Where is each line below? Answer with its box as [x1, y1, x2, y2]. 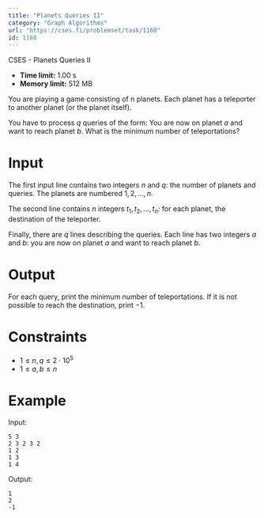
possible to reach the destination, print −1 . [8, 300, 145, 309]
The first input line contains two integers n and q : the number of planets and [8, 180, 256, 190]
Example [8, 391, 66, 410]
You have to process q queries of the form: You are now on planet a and [8, 118, 243, 127]
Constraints [8, 328, 88, 346]
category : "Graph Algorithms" [8, 19, 108, 27]
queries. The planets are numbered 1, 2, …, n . [8, 189, 153, 199]
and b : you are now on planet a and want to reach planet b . [8, 238, 201, 248]
